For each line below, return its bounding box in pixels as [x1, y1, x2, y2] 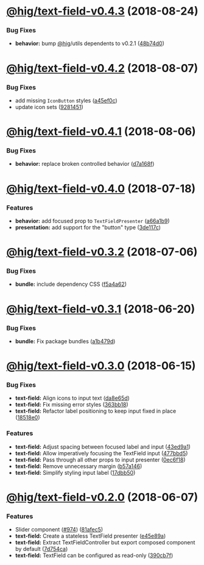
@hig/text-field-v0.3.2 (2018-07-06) [6, 245, 198, 259]
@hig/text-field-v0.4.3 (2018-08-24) [6, 4, 199, 18]
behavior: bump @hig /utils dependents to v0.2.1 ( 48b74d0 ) [15, 40, 164, 47]
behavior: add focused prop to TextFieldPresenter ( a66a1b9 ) [15, 217, 170, 224]
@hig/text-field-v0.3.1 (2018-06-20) [6, 302, 195, 316]
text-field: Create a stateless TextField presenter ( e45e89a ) [15, 532, 166, 540]
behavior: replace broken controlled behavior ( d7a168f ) [15, 160, 155, 168]
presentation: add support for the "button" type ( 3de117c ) [15, 224, 161, 231]
